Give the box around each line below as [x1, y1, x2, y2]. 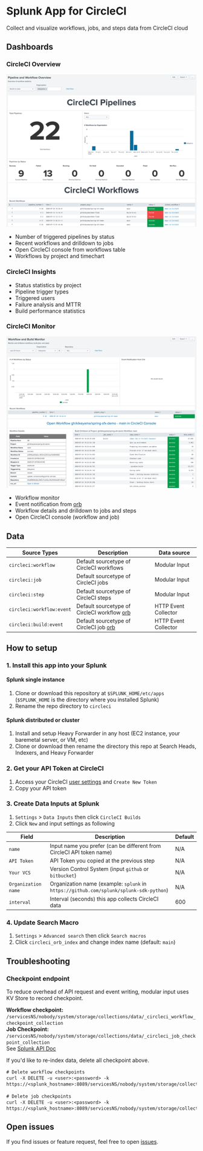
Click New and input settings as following [14, 819, 115, 827]
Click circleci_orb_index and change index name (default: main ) [14, 938, 176, 946]
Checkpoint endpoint [6, 974, 70, 983]
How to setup [6, 642, 57, 653]
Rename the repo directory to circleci [14, 702, 112, 710]
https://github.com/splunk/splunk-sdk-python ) [50, 887, 169, 894]
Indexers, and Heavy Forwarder [14, 749, 94, 756]
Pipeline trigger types [14, 288, 69, 295]
